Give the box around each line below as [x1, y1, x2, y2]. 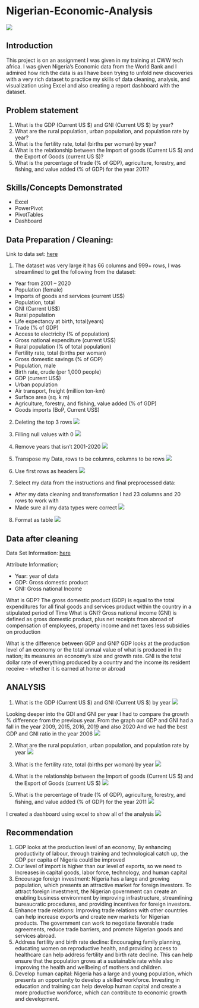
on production [6, 628, 41, 635]
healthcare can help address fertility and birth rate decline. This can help [14, 951, 193, 958]
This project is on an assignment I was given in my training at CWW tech [6, 57, 184, 64]
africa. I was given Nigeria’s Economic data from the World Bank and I [6, 62, 177, 70]
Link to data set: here [6, 251, 58, 258]
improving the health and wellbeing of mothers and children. [14, 963, 163, 971]
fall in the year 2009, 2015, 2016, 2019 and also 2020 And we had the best [6, 723, 188, 730]
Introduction [6, 40, 53, 51]
